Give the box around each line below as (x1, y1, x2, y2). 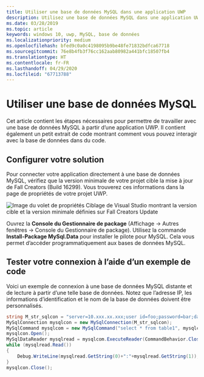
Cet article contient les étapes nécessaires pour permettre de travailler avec (6, 117, 197, 125)
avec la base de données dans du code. (6, 137, 106, 144)
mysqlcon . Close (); (6, 364, 53, 371)
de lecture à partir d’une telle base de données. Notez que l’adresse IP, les (6, 289, 192, 296)
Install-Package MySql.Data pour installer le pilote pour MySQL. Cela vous (6, 233, 195, 240)
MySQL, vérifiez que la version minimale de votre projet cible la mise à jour (6, 177, 193, 184)
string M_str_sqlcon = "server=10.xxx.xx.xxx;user (6, 314, 137, 320)
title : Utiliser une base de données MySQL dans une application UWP (6, 9, 186, 15)
